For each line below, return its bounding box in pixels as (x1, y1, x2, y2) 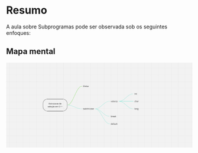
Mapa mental (6, 47, 56, 57)
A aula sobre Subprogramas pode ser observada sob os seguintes (6, 23, 167, 30)
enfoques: (6, 29, 31, 36)
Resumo (6, 4, 47, 17)
